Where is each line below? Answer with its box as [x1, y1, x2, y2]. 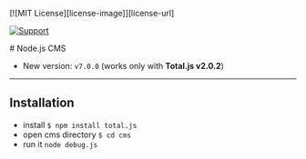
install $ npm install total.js [22, 119, 138, 130]
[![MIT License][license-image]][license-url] [9, 8, 175, 18]
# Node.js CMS [9, 43, 66, 54]
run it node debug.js [22, 138, 98, 149]
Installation [9, 95, 75, 111]
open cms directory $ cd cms [22, 129, 132, 140]
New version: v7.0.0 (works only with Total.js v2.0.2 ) [22, 61, 225, 71]
